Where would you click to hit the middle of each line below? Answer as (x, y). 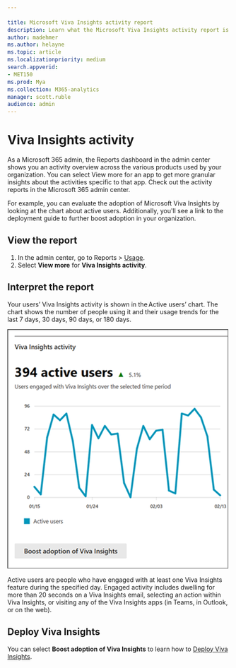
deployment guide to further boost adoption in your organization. (102, 218)
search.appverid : (33, 67)
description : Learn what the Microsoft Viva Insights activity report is (118, 30)
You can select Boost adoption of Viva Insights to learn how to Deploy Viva (118, 649)
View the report (42, 240)
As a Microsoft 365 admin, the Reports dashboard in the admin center (109, 160)
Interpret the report (51, 287)
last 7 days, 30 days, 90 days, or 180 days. (70, 319)
